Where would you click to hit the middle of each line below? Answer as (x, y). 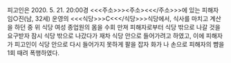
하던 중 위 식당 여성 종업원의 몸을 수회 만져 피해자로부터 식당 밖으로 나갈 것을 (118, 27)
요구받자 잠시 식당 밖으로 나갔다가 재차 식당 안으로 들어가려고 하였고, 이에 (106, 36)
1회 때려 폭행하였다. (34, 53)
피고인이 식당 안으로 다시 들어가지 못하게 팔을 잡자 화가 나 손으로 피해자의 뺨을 (119, 44)
